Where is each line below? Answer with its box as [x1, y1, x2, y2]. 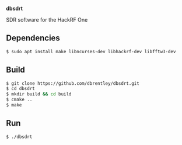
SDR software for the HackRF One [6, 16, 88, 23]
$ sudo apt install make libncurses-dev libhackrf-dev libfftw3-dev [6, 49, 176, 54]
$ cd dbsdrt [6, 86, 35, 92]
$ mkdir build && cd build [6, 91, 72, 97]
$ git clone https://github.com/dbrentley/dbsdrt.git [6, 80, 140, 87]
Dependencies [6, 33, 60, 43]
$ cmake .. [6, 96, 33, 103]
